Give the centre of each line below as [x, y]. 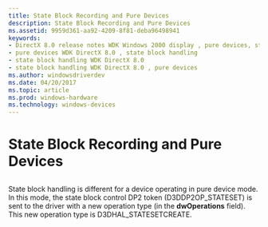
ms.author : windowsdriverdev [57, 75]
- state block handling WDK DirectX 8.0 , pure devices [103, 68]
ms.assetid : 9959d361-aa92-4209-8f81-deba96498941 [94, 30]
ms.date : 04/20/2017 [43, 82]
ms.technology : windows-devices [62, 105]
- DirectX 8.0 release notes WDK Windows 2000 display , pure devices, [130, 46]
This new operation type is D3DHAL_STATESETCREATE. [100, 214]
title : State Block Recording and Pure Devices [89, 16]
